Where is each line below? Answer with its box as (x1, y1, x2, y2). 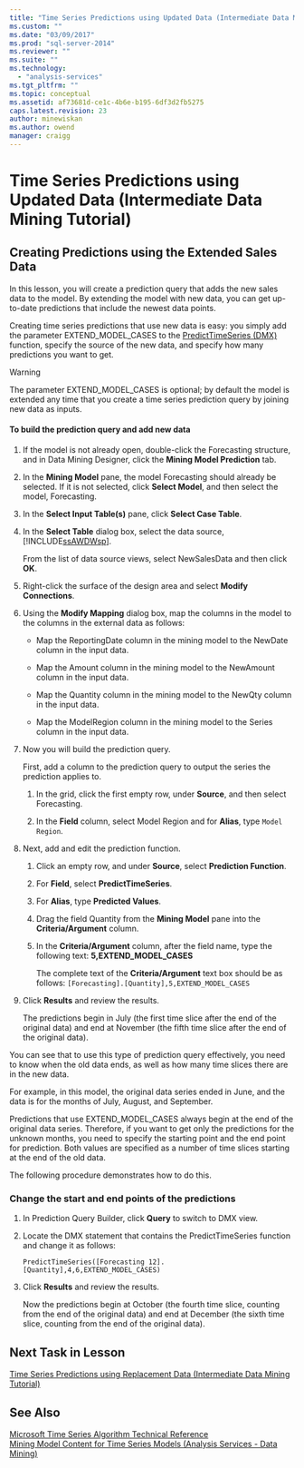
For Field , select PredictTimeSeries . (35, 878, 173, 889)
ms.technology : (9, 64, 67, 73)
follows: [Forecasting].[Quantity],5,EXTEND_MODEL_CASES (35, 977, 251, 989)
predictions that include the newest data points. (39, 302, 216, 313)
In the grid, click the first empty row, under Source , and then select (35, 788, 287, 799)
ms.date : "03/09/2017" (9, 30, 95, 39)
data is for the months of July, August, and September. (9, 1096, 214, 1107)
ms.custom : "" (9, 22, 63, 31)
